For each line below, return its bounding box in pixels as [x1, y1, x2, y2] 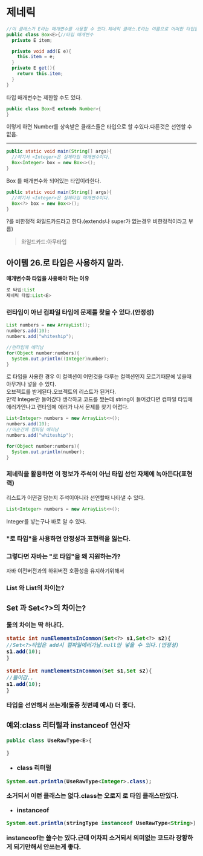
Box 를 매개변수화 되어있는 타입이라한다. [6, 177, 101, 184]
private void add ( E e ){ [11, 48, 71, 55]
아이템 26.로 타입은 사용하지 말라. [6, 257, 124, 268]
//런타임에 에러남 [6, 344, 44, 350]
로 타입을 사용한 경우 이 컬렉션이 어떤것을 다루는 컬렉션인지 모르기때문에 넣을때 [6, 373, 192, 380]
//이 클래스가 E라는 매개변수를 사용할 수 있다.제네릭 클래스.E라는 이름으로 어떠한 [6, 25, 184, 32]
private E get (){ [11, 65, 56, 71]
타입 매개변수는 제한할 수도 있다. [6, 93, 83, 101]
